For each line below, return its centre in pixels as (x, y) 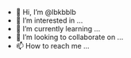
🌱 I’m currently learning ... (58, 29)
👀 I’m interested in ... (49, 20)
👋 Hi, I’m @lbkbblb (46, 12)
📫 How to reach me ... (52, 46)
